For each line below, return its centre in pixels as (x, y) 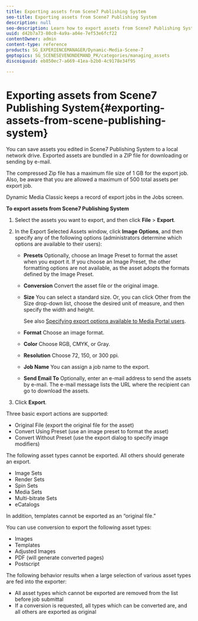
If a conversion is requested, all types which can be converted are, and (101, 606)
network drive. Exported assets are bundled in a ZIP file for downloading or (97, 156)
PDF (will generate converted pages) (59, 558)
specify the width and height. (59, 310)
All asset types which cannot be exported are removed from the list (96, 593)
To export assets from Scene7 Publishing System (68, 209)
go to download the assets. (56, 391)
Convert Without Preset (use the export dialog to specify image (91, 438)
